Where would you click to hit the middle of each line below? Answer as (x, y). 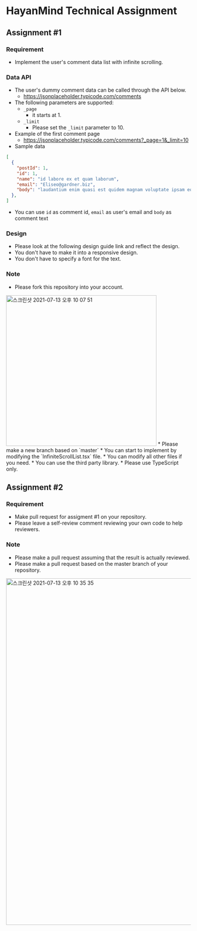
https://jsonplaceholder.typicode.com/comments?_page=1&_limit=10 (106, 140)
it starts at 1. (47, 115)
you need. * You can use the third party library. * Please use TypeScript (92, 462)
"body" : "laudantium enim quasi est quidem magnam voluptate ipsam (101, 190)
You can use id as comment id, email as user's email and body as (93, 212)
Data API (19, 77)
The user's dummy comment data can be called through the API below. (100, 90)
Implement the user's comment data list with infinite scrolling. (89, 62)
